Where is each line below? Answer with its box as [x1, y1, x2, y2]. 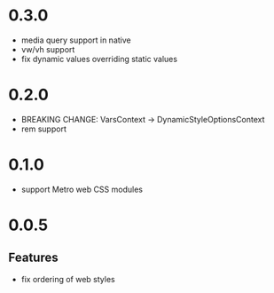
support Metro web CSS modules [20, 184, 144, 194]
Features [8, 250, 59, 265]
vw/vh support [20, 44, 75, 54]
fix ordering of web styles [20, 273, 116, 284]
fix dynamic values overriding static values [20, 53, 178, 64]
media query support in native [20, 35, 131, 45]
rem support [20, 123, 67, 134]
